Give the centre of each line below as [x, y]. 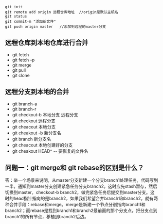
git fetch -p [23, 60]
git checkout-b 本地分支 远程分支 [45, 114]
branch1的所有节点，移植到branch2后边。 [47, 217]
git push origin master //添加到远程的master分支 [55, 27]
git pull [19, 70]
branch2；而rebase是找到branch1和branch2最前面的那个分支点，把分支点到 [81, 210]
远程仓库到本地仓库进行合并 [47, 43]
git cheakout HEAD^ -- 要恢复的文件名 [50, 151]
